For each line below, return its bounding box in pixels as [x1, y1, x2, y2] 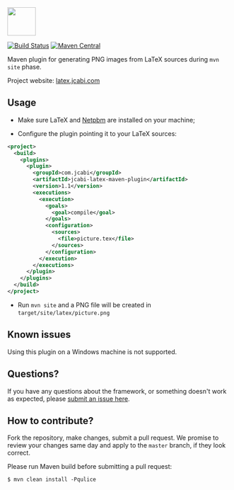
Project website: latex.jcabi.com [7, 76, 100, 84]
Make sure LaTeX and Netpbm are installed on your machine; [17, 115, 196, 124]
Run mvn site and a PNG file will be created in [17, 300, 152, 309]
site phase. [7, 63, 42, 71]
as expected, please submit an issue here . [7, 394, 130, 403]
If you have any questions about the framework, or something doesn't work [7, 387, 227, 395]
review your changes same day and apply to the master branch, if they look [7, 441, 226, 450]
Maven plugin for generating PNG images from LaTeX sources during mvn [7, 55, 219, 63]
